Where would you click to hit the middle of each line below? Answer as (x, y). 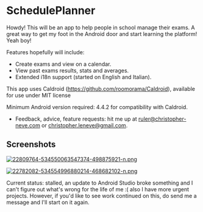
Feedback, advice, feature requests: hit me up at (76, 119)
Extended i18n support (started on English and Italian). (83, 77)
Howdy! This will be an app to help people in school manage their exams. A (101, 27)
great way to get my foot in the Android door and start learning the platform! (102, 34)
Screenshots (31, 145)
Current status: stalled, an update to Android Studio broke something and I (100, 183)
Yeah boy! (19, 40)
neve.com (28, 125)
